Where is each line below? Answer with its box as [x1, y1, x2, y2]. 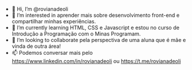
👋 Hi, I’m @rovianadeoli [11, 6, 69, 12]
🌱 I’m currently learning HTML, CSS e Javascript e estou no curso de [11, 24, 180, 31]
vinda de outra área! [11, 43, 61, 50]
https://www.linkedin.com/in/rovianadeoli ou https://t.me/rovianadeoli [11, 58, 181, 64]
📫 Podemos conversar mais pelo [11, 50, 93, 56]
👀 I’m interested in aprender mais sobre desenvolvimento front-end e [11, 12, 180, 19]
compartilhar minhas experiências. [11, 18, 96, 24]
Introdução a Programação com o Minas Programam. [11, 30, 141, 37]
